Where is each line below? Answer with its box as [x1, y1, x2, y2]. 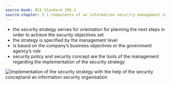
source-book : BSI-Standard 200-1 [5, 7, 76, 13]
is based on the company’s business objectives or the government [12, 42, 152, 48]
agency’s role [12, 48, 41, 54]
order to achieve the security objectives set [12, 32, 104, 38]
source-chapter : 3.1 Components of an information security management [5, 12, 160, 17]
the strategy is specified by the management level [12, 37, 118, 43]
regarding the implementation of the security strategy [12, 59, 125, 65]
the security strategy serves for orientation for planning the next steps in [12, 26, 165, 32]
